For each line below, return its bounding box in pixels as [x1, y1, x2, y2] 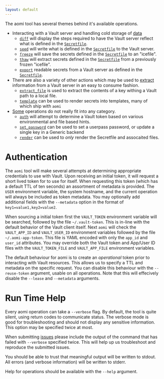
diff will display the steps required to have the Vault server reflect [19, 35, 153, 41]
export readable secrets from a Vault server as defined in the [19, 67, 143, 73]
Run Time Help [5, 292, 66, 303]
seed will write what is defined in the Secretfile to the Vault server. [19, 46, 155, 51]
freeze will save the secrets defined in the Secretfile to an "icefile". [19, 51, 157, 57]
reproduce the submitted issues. [5, 344, 70, 350]
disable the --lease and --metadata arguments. [5, 275, 100, 281]
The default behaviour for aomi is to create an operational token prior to [5, 254, 150, 260]
